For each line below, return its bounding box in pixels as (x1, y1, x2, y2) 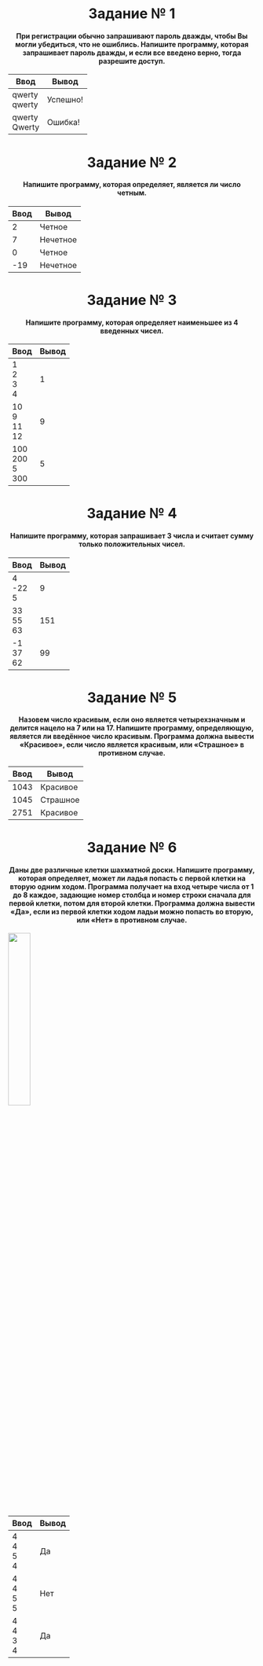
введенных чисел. (100, 325, 164, 335)
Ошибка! (46, 117, 80, 128)
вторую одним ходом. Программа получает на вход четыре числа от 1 (9, 881, 254, 891)
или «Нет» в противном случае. (76, 915, 188, 925)
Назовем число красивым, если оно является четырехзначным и (18, 715, 246, 724)
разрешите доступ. (98, 56, 166, 65)
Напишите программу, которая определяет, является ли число (23, 180, 241, 189)
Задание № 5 (86, 689, 177, 706)
